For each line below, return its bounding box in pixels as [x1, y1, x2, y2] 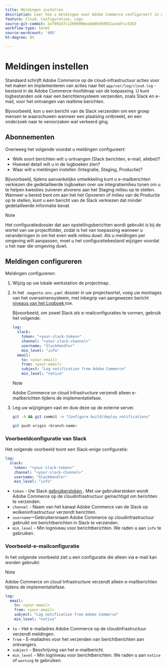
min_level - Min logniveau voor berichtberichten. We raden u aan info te [12, 525, 162, 531]
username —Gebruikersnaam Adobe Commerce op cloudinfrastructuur [12, 514, 154, 520]
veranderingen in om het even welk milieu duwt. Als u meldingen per [5, 232, 146, 238]
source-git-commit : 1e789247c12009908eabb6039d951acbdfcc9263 [5, 21, 137, 26]
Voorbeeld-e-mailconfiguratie [5, 543, 80, 550]
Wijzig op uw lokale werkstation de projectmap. [12, 280, 110, 286]
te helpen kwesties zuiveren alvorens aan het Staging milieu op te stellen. [5, 187, 156, 192]
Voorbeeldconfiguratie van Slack [5, 435, 87, 442]
